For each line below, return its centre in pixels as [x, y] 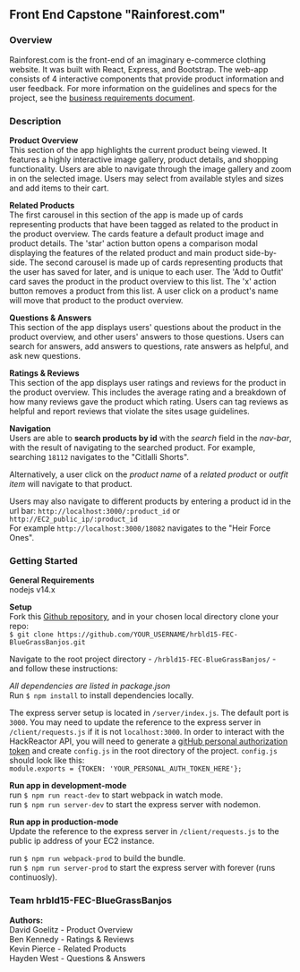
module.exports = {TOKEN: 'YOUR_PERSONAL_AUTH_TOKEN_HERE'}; [126, 769]
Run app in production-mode [64, 822]
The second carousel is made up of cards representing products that [156, 262]
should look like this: [47, 761]
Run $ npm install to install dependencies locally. [102, 695]
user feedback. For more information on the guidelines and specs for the [143, 88]
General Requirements [52, 580]
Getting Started [43, 560]
